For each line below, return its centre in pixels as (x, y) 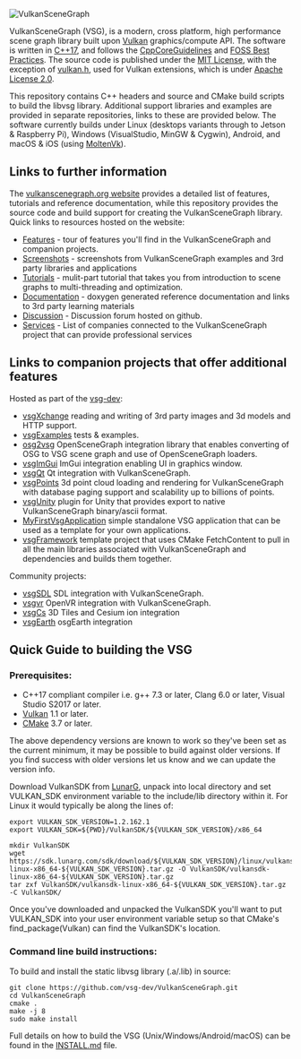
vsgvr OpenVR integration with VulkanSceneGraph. (116, 603)
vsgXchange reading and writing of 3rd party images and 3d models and (156, 416)
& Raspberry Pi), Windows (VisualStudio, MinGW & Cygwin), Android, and (145, 134)
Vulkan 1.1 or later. (55, 714)
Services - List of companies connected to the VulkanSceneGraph (144, 325)
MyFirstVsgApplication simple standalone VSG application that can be (151, 521)
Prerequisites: (41, 675)
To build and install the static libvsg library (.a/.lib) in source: (120, 971)
